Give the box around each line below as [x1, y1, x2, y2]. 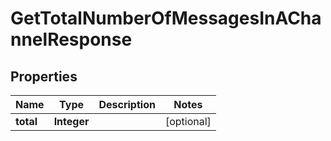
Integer [53, 115, 90, 128]
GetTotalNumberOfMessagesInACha [10, 7, 322, 30]
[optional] [164, 115, 212, 128]
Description [98, 98, 156, 111]
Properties [10, 68, 78, 85]
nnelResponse [10, 28, 133, 51]
